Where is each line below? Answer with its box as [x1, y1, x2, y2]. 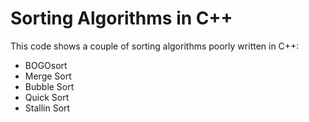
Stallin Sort [24, 102, 71, 114]
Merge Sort [24, 70, 72, 82]
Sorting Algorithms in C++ [10, 7, 233, 30]
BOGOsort [24, 59, 68, 71]
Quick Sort [24, 91, 70, 103]
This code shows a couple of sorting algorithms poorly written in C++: [10, 40, 300, 52]
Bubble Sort [24, 80, 75, 92]
